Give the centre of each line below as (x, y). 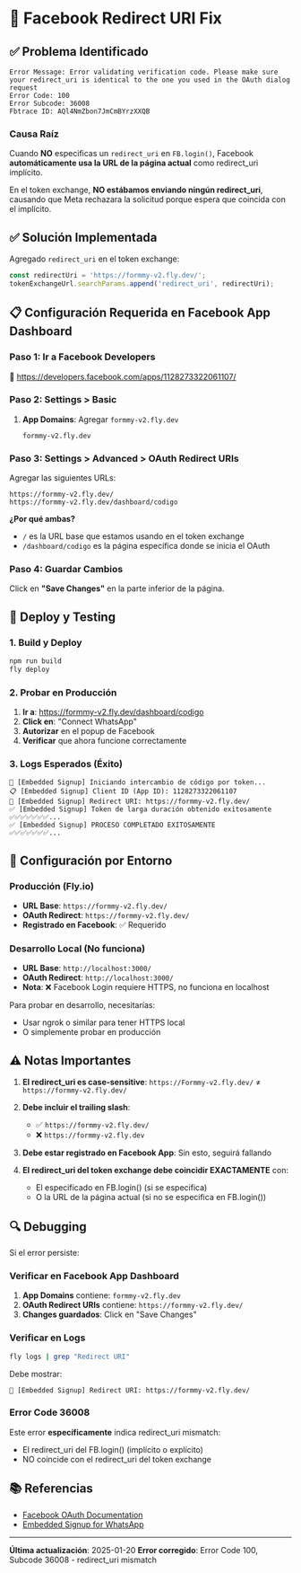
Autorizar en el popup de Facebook (88, 731)
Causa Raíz (34, 134)
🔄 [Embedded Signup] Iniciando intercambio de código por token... (138, 782)
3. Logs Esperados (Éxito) (66, 764)
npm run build (36, 661)
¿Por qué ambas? (43, 519)
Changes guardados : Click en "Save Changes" (109, 1314)
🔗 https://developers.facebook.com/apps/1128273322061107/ (123, 376)
